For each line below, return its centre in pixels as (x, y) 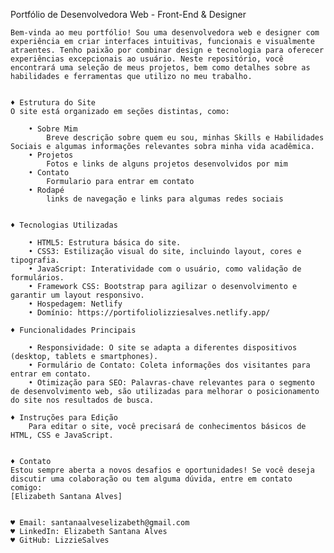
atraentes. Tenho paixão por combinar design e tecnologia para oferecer (167, 50)
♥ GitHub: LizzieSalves (60, 540)
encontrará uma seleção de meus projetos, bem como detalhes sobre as (160, 68)
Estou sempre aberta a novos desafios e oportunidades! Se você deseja (162, 470)
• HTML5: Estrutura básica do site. (105, 243)
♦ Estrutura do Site (53, 103)
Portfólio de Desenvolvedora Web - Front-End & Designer (128, 14)
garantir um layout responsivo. (77, 295)
